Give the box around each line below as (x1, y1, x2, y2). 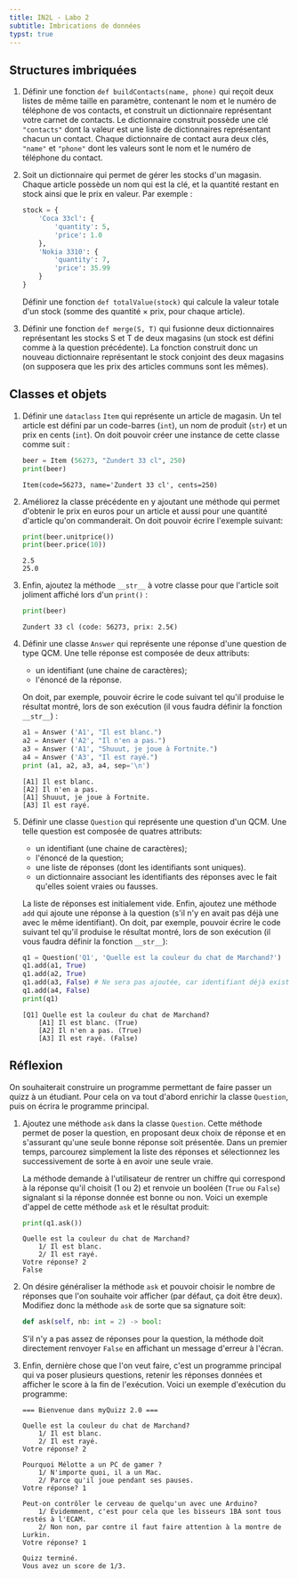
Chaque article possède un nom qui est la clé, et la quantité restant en (21, 179, 279, 190)
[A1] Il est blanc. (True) (38, 1018, 139, 1027)
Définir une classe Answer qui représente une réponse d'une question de (21, 639, 287, 649)
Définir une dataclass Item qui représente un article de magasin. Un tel (21, 411, 282, 421)
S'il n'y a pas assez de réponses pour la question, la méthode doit (21, 1333, 264, 1345)
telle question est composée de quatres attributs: (21, 826, 203, 836)
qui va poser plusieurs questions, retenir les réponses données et (21, 1370, 262, 1380)
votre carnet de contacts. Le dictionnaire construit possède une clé (21, 115, 269, 126)
